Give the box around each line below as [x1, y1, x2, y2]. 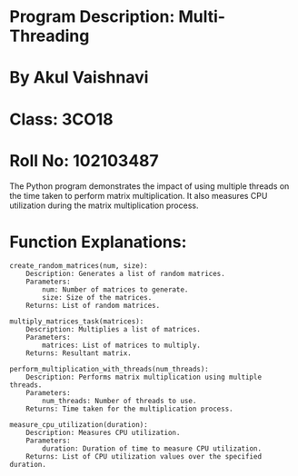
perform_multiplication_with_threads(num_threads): [9, 365, 209, 374]
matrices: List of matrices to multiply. [42, 341, 202, 351]
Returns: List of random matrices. [25, 302, 161, 311]
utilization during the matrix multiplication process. [9, 200, 199, 211]
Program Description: [9, 6, 175, 27]
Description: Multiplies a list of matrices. [25, 325, 202, 334]
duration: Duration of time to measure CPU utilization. [42, 444, 262, 453]
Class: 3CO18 [9, 109, 114, 129]
